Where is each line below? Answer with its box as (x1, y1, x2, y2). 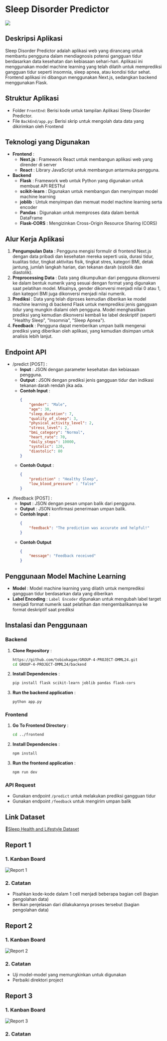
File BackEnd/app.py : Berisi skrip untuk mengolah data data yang (12, 118, 144, 124)
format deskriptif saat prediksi (12, 606, 75, 612)
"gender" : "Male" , (29, 402, 67, 407)
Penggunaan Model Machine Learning (5, 572, 126, 581)
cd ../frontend (12, 732, 44, 737)
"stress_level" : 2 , (29, 425, 70, 430)
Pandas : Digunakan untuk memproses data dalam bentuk (19, 209, 140, 216)
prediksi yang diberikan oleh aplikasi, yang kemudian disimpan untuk (12, 328, 154, 334)
